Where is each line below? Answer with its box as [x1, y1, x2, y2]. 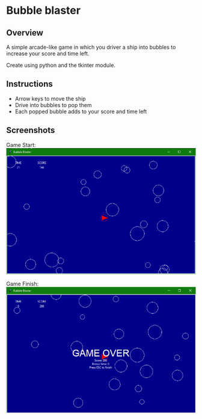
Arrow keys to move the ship [14, 95, 86, 102]
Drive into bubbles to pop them [14, 101, 92, 108]
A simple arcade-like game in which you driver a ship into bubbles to [6, 43, 176, 51]
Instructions [6, 79, 53, 89]
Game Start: [6, 141, 36, 148]
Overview [6, 28, 44, 38]
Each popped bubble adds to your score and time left [14, 108, 147, 115]
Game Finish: [6, 281, 39, 288]
